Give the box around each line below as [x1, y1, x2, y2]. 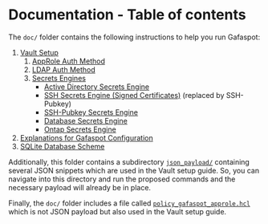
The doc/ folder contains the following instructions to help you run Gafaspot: [8, 32, 261, 42]
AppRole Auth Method [31, 56, 106, 66]
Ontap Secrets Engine [43, 124, 116, 134]
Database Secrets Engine [43, 116, 128, 125]
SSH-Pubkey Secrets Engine [43, 107, 139, 117]
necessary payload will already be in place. [8, 182, 151, 192]
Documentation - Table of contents [8, 6, 246, 24]
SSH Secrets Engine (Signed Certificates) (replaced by [43, 90, 225, 100]
